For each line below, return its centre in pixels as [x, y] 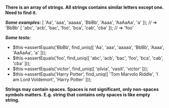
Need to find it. [21, 13]
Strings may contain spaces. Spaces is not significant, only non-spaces [82, 89]
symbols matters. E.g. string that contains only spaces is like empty [78, 95]
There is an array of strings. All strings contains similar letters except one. [84, 7]
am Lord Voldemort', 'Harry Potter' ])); [52, 79]
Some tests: [18, 38]
